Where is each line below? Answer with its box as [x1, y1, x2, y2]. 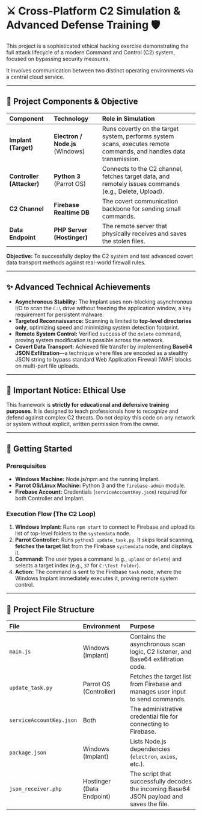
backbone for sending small [102, 204, 181, 212]
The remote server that [102, 222, 167, 230]
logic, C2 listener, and [130, 648, 192, 656]
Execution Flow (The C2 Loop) [6, 509, 96, 518]
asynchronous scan [130, 640, 186, 648]
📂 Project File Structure [6, 604, 95, 614]
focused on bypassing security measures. [6, 55, 110, 62]
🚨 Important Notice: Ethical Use [6, 385, 126, 395]
